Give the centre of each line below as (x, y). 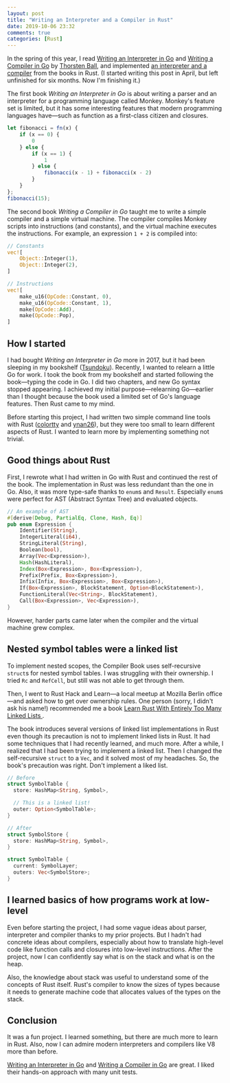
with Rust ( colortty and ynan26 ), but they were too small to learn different (111, 424)
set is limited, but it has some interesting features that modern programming (115, 108)
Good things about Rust (59, 461)
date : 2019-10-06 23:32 (41, 26)
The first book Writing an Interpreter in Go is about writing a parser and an (112, 94)
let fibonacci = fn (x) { (43, 128)
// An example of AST (38, 511)
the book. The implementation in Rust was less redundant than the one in (111, 484)
